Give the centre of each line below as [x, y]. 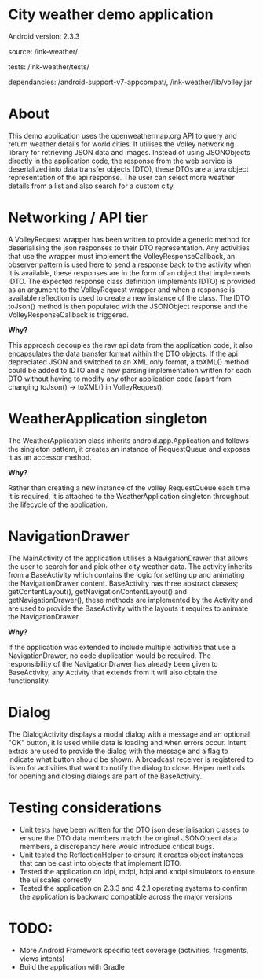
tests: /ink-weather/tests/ [49, 66]
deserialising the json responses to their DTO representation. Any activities [129, 248]
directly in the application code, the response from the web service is [121, 161]
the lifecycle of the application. [58, 504]
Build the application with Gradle [72, 966]
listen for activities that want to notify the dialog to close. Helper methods [127, 767]
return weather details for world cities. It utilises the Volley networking [121, 144]
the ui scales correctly [55, 880]
